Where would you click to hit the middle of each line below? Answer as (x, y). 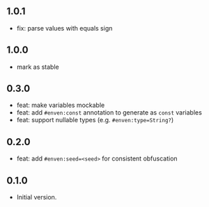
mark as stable (38, 67)
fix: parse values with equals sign (64, 28)
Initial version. (37, 197)
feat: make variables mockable (61, 105)
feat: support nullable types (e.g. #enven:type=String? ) (95, 120)
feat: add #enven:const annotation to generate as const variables (109, 113)
